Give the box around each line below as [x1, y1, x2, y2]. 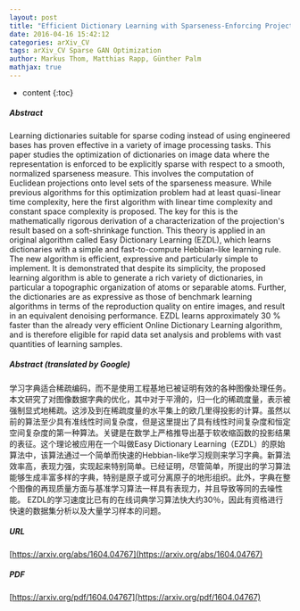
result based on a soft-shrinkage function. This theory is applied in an [9, 225, 266, 235]
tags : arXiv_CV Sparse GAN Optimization [9, 46, 162, 55]
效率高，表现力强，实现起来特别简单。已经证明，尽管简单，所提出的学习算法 [9, 460, 291, 471]
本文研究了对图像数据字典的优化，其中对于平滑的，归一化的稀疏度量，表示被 [9, 393, 291, 404]
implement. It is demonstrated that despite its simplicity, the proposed [9, 262, 266, 273]
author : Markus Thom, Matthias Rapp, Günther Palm [9, 54, 202, 63]
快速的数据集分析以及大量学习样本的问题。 [9, 505, 166, 516]
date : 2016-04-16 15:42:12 [9, 29, 110, 38]
